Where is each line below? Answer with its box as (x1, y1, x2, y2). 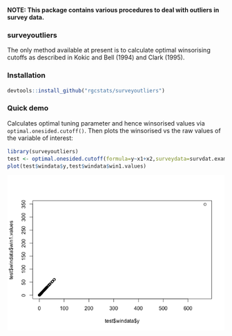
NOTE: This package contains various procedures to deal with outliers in (7, 6, 220, 14)
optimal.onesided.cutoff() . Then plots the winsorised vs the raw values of (7, 126, 221, 135)
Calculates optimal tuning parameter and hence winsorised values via (7, 119, 205, 127)
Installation (7, 70, 46, 80)
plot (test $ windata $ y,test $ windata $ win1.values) (7, 162, 147, 170)
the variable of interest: (7, 134, 74, 142)
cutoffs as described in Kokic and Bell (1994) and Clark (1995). (7, 53, 185, 61)
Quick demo (7, 103, 49, 113)
